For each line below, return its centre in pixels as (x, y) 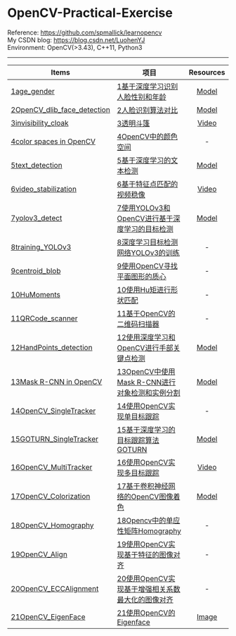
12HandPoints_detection (52, 347)
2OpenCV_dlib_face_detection (60, 109)
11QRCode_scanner (44, 318)
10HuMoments (36, 294)
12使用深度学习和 (146, 337)
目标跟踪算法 (138, 440)
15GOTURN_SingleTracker (55, 439)
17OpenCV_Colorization (51, 496)
